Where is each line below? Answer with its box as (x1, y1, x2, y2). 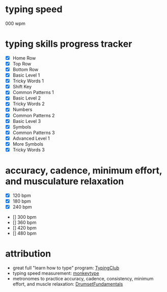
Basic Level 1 (12, 72, 40, 78)
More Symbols (12, 141, 43, 147)
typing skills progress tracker (5, 38, 132, 50)
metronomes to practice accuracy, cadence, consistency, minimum (12, 276, 154, 281)
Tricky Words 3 (12, 146, 45, 153)
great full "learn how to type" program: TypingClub (12, 265, 120, 271)
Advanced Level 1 (12, 135, 50, 141)
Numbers (12, 107, 33, 113)
